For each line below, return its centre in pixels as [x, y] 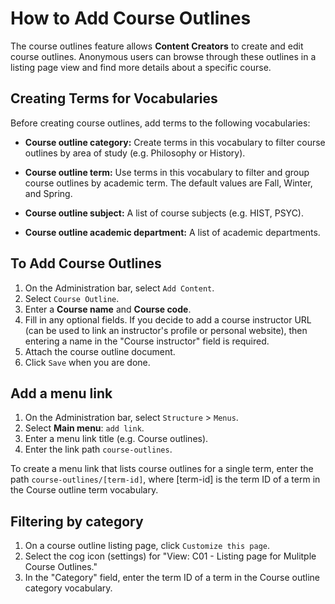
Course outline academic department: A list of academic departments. [172, 232]
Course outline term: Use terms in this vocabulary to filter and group [167, 172]
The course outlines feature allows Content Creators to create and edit [157, 46]
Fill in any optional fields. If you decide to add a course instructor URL [168, 319]
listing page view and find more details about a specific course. [141, 67]
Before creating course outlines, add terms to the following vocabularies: [160, 123]
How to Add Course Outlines [131, 18]
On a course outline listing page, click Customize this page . [147, 546]
